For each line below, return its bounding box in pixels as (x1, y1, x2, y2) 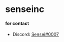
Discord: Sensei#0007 (12, 31, 59, 37)
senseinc (5, 3, 44, 15)
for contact (5, 20, 29, 26)
